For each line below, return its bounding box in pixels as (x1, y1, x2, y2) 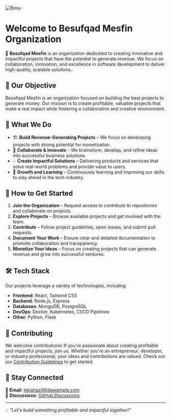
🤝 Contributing (5, 329, 53, 338)
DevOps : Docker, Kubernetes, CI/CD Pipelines (12, 309, 110, 315)
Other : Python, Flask (12, 314, 56, 320)
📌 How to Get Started (5, 189, 73, 198)
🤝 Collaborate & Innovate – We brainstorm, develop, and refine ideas (12, 147, 158, 153)
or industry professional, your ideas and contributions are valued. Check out (5, 353, 165, 359)
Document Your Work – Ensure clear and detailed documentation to (12, 235, 156, 241)
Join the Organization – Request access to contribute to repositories (12, 203, 157, 209)
